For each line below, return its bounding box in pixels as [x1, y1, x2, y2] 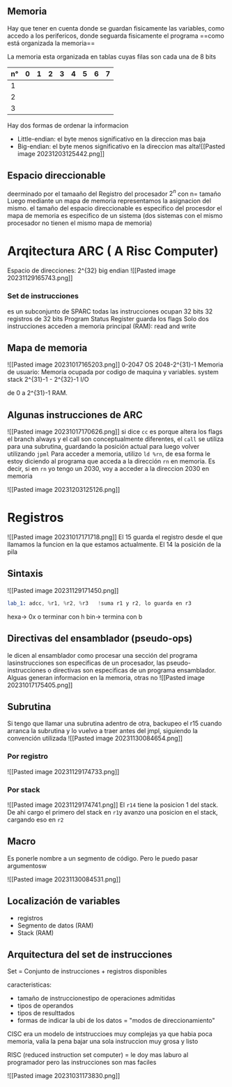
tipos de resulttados [17, 1009, 75, 1017]
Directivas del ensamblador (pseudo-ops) [7, 633, 193, 645]
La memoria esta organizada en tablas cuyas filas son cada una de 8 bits [7, 52, 217, 61]
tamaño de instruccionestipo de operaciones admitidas [17, 994, 176, 1003]
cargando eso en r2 [7, 815, 64, 824]
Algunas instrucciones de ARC [7, 409, 143, 421]
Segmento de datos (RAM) [17, 921, 94, 930]
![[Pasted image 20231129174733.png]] [7, 767, 120, 776]
